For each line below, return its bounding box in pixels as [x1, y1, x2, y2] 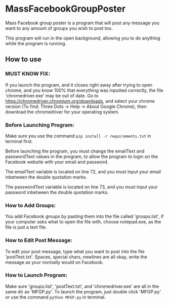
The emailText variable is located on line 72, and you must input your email [5, 168, 161, 175]
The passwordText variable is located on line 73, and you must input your [5, 183, 158, 190]
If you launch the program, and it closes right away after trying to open [5, 82, 153, 88]
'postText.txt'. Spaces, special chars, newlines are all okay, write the [5, 254, 148, 260]
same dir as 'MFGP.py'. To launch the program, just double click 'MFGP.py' [5, 288, 161, 294]
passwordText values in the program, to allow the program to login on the [5, 153, 158, 160]
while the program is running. [5, 40, 67, 46]
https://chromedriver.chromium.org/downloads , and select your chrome [5, 98, 155, 104]
